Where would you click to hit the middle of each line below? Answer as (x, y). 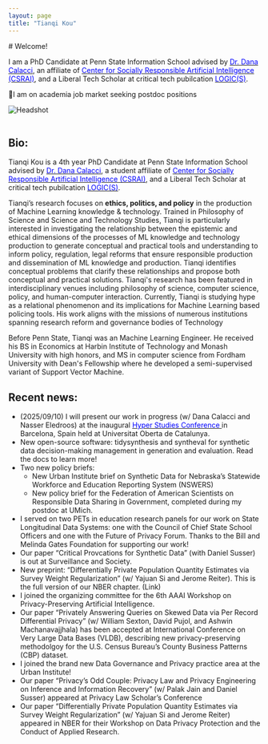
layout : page (30, 16)
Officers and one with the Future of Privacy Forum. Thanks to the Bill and (140, 536)
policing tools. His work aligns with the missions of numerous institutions (128, 314)
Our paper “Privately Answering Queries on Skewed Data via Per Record (139, 613)
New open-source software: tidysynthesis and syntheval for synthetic (135, 443)
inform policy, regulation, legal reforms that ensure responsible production (131, 254)
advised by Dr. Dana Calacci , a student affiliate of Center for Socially (121, 171)
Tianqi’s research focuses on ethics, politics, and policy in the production (130, 203)
